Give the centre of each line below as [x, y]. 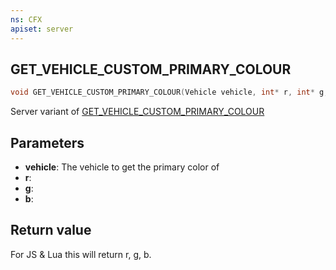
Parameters [47, 142]
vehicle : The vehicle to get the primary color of [122, 167]
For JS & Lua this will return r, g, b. [81, 254]
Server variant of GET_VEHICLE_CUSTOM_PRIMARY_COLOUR [137, 112]
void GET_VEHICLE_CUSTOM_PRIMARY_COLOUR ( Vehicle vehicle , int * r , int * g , [169, 92]
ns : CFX [26, 19]
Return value [51, 230]
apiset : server [42, 29]
